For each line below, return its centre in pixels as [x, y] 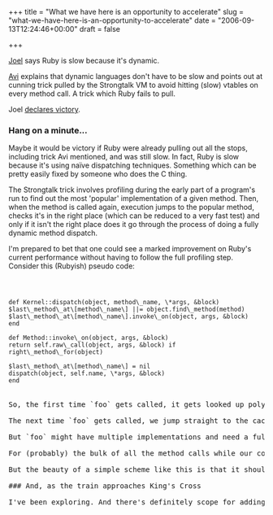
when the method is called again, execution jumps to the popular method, [131, 207]
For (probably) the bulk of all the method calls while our [131, 454]
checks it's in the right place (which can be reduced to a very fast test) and [134, 216]
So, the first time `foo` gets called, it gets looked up [126, 405]
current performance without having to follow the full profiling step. [121, 257]
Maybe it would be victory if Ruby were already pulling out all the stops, [128, 148]
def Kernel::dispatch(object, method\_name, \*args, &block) [114, 303]
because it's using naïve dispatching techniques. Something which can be [132, 165]
